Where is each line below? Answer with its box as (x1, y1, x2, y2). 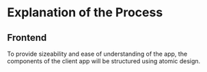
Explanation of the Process (7, 5, 163, 20)
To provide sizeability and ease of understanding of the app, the (7, 50, 188, 58)
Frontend (7, 32, 47, 43)
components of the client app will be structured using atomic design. (7, 57, 201, 65)
